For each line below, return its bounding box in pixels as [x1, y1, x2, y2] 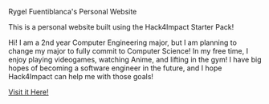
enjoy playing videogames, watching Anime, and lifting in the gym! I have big [8, 55, 262, 64]
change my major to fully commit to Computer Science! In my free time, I [8, 46, 249, 55]
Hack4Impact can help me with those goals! [8, 72, 154, 81]
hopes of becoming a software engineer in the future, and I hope [8, 63, 222, 73]
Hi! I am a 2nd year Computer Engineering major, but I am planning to [8, 38, 237, 47]
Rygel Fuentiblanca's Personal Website [8, 7, 137, 16]
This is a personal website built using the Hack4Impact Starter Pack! [8, 22, 234, 31]
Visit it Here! [8, 87, 50, 97]
